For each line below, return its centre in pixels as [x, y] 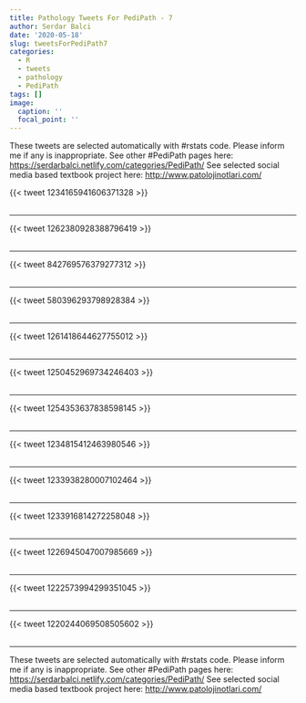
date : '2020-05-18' [46, 35]
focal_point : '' [48, 120]
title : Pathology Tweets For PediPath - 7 [91, 18]
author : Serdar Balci [51, 26]
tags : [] [26, 94]
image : [22, 103]
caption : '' [41, 111]
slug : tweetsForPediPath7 [58, 43]
